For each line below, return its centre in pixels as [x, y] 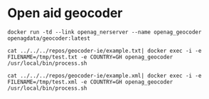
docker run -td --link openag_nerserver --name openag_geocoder [104, 32]
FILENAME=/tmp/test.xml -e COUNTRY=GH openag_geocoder [90, 82]
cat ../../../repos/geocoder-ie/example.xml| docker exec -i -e [104, 75]
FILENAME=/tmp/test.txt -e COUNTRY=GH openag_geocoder [90, 57]
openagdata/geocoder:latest [49, 38]
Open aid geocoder [65, 13]
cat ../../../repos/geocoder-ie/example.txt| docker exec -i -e [104, 51]
